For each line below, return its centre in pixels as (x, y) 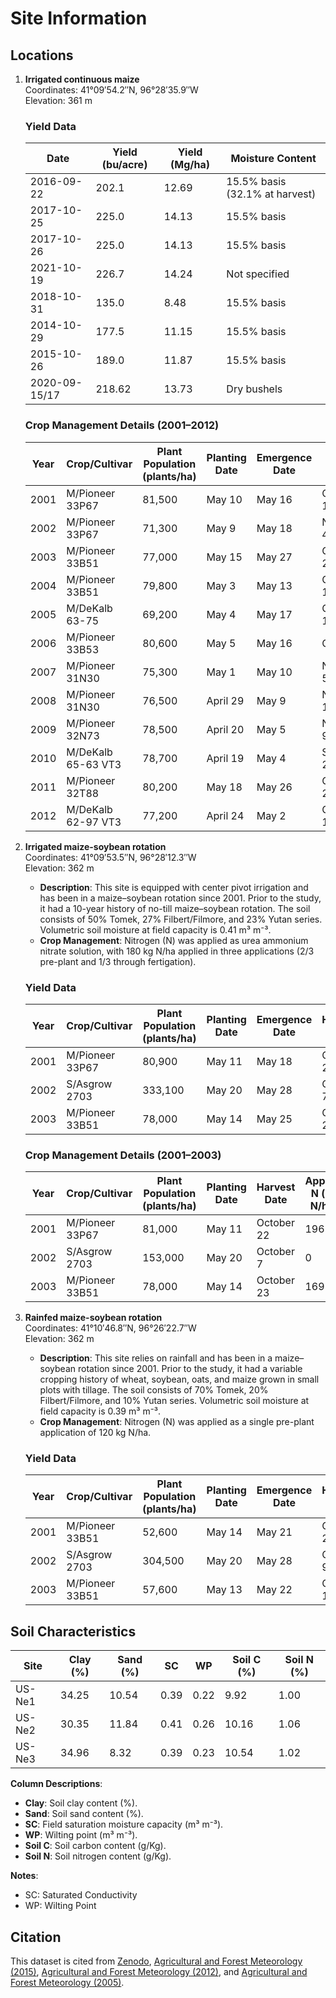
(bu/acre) (124, 165)
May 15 (224, 557)
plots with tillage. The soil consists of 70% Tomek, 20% (154, 1390)
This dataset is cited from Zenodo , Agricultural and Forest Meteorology (156, 1961)
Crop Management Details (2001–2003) (123, 1155)
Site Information (79, 18)
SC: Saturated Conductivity (81, 1895)
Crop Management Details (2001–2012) (122, 425)
